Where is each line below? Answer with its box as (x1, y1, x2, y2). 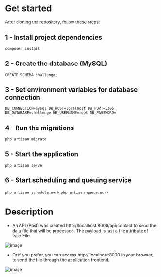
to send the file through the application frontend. (12, 257, 109, 263)
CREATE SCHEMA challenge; (5, 72, 57, 77)
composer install (5, 46, 40, 51)
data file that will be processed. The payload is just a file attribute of (12, 228, 148, 234)
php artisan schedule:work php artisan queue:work (5, 190, 109, 195)
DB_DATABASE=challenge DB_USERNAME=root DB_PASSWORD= (5, 110, 117, 115)
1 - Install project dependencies (5, 33, 102, 42)
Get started (5, 3, 52, 14)
